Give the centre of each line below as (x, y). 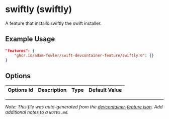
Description (52, 90)
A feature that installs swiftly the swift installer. (53, 23)
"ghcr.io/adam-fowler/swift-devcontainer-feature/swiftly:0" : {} (84, 55)
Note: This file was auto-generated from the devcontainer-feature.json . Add (84, 107)
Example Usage (30, 39)
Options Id (21, 90)
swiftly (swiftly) (39, 9)
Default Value (105, 90)
